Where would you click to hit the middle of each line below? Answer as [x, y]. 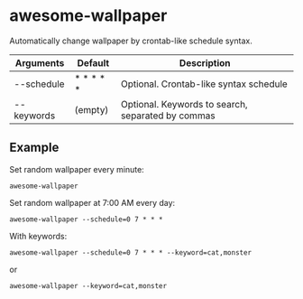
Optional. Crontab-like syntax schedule [204, 84]
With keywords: [38, 236]
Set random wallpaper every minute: [77, 169]
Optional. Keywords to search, [184, 104]
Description [205, 62]
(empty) [92, 109]
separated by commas [168, 116]
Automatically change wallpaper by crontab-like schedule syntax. [131, 41]
